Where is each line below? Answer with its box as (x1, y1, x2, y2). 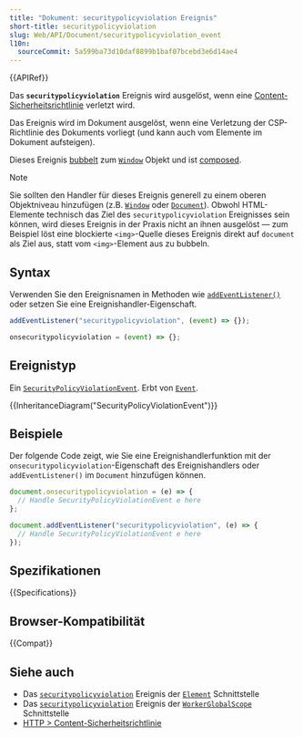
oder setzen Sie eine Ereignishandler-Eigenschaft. (9, 298, 197, 309)
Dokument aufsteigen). (9, 137, 96, 148)
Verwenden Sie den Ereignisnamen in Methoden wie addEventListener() (9, 288, 281, 299)
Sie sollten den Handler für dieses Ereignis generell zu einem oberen (9, 190, 267, 201)
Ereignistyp (9, 358, 76, 374)
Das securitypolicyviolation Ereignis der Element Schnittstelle (22, 689, 260, 699)
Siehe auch (9, 664, 75, 680)
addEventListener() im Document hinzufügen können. (9, 470, 207, 481)
